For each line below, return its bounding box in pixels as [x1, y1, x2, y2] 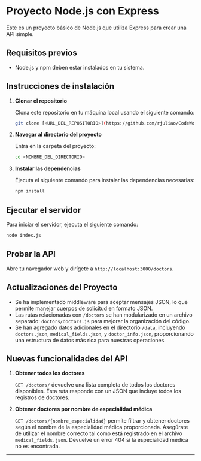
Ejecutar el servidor [6, 205, 81, 215]
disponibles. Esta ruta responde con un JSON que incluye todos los [14, 388, 181, 395]
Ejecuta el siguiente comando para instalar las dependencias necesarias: [14, 177, 195, 184]
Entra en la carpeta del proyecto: [14, 143, 96, 150]
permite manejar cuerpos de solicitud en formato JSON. [14, 305, 153, 312]
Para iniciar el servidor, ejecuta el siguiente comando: [6, 221, 139, 228]
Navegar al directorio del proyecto [14, 131, 102, 138]
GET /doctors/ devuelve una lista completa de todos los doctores [14, 381, 176, 388]
